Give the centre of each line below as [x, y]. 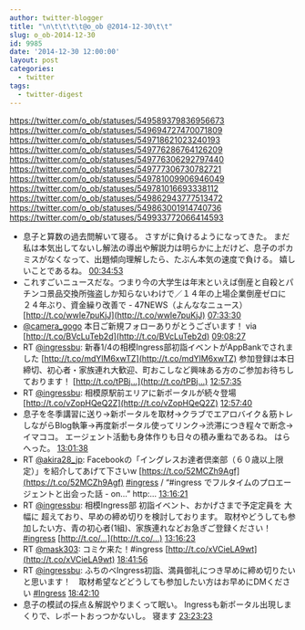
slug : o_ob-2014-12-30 [52, 35]
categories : [32, 69]
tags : [20, 86]
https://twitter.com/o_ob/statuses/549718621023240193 [115, 140]
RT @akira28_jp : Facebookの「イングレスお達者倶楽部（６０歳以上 [149, 459]
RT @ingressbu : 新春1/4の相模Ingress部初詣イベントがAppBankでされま [158, 347]
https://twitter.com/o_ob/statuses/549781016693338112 [114, 188]
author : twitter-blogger [56, 18]
